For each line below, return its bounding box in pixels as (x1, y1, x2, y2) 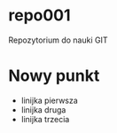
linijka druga (20, 104, 66, 115)
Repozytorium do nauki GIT (8, 35, 108, 45)
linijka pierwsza (20, 95, 79, 106)
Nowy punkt (8, 66, 100, 86)
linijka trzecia (20, 113, 70, 124)
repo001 (8, 5, 72, 26)
